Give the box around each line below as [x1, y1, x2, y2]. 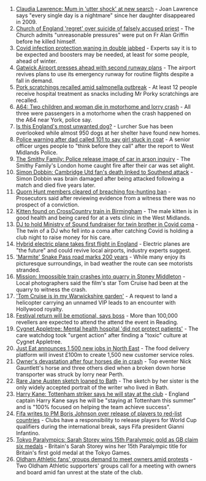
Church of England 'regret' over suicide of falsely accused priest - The [15, 25, 195, 32]
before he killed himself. [15, 38, 77, 45]
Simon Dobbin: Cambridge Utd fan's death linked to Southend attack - [15, 168, 194, 176]
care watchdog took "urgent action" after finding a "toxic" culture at [15, 332, 188, 338]
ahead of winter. [15, 58, 58, 65]
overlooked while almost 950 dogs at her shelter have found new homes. [15, 129, 200, 136]
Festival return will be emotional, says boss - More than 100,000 [15, 312, 178, 319]
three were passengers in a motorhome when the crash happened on [15, 110, 191, 117]
